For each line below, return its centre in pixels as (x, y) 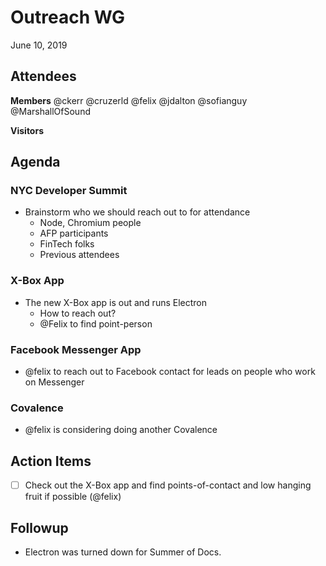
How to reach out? (78, 313)
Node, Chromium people (90, 223)
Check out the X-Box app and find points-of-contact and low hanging (168, 485)
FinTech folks (67, 244)
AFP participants (74, 233)
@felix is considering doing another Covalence (121, 430)
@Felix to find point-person (96, 323)
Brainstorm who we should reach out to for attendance (137, 212)
